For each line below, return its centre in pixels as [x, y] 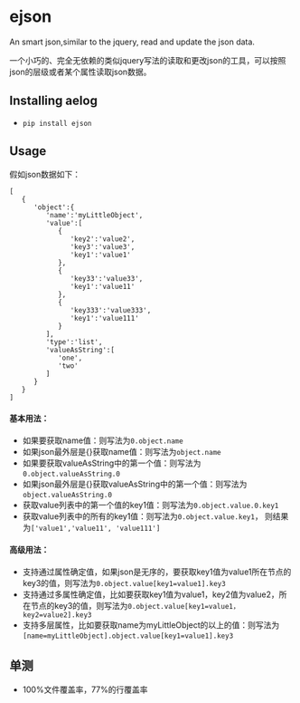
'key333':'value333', [111, 310]
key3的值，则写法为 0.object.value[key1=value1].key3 [124, 583]
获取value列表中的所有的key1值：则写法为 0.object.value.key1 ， [143, 516]
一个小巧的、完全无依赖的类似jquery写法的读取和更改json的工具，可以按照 [148, 60]
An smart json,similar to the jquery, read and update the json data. [132, 42]
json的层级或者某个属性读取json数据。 [80, 72]
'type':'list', [74, 342]
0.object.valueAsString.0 [71, 474]
